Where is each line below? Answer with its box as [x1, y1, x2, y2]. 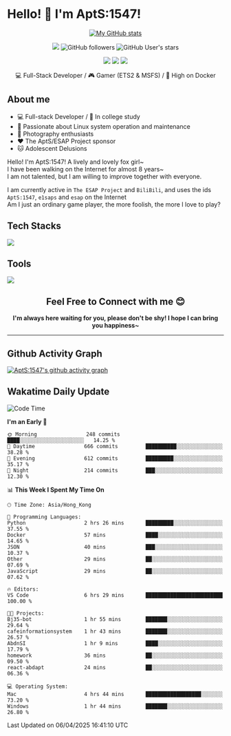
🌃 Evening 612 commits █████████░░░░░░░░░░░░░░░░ [7, 454, 223, 462]
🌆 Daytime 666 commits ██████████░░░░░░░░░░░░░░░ [7, 443, 223, 450]
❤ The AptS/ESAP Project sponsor [16, 137, 116, 145]
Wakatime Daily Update [7, 386, 110, 398]
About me [7, 94, 50, 105]
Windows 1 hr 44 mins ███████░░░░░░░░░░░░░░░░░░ [7, 702, 223, 710]
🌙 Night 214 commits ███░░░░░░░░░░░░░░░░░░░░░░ [7, 467, 223, 474]
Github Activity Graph [7, 348, 103, 359]
